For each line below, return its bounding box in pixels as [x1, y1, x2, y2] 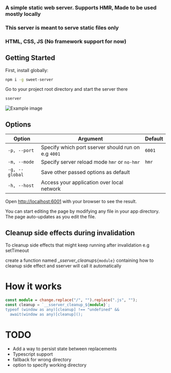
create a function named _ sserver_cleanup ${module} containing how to [5, 257, 154, 263]
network [41, 185, 61, 192]
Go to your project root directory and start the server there [5, 86, 128, 92]
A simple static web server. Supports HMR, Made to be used [5, 4, 157, 11]
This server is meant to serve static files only [5, 24, 119, 31]
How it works [5, 281, 62, 292]
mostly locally [5, 10, 41, 17]
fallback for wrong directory [12, 357, 72, 363]
